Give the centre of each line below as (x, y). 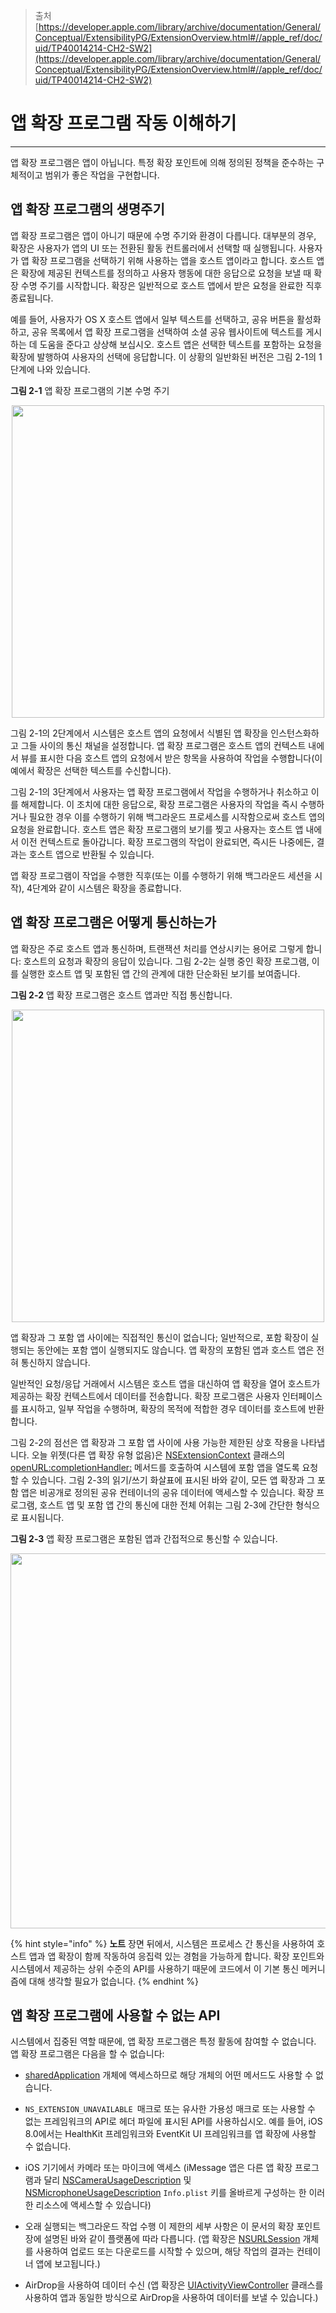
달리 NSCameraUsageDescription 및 (117, 2180)
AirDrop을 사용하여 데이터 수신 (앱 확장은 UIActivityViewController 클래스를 (174, 2285)
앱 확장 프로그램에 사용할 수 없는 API (115, 2015)
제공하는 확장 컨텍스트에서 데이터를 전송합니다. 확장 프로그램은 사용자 (145, 1396)
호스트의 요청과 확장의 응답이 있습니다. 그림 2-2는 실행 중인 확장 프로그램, (166, 961)
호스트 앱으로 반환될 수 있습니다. (91, 854)
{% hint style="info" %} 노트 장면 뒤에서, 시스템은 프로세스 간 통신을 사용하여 (162, 1943)
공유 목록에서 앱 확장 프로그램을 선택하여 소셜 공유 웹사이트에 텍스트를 (167, 331)
